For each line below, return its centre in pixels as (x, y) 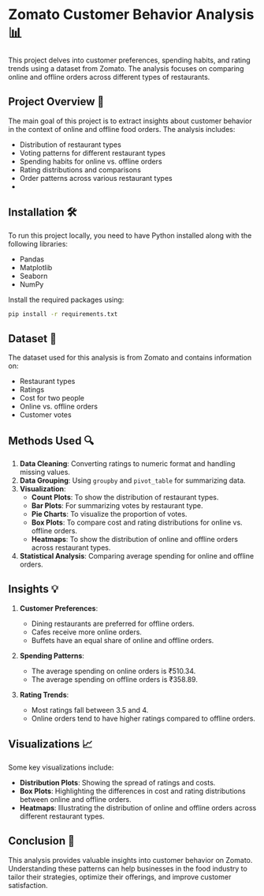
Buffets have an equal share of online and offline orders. (123, 640)
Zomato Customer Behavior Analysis (131, 15)
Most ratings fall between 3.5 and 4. (90, 710)
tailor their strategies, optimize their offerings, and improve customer (120, 877)
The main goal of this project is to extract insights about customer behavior (130, 121)
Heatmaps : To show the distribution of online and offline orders (135, 540)
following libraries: (38, 243)
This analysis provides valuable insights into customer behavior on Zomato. (130, 860)
